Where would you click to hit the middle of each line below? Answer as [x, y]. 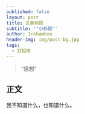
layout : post [23, 17]
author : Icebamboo [29, 34]
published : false [28, 12]
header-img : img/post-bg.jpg [43, 40]
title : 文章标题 [25, 23]
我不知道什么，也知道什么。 [41, 105]
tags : [13, 46]
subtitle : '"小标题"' [32, 28]
